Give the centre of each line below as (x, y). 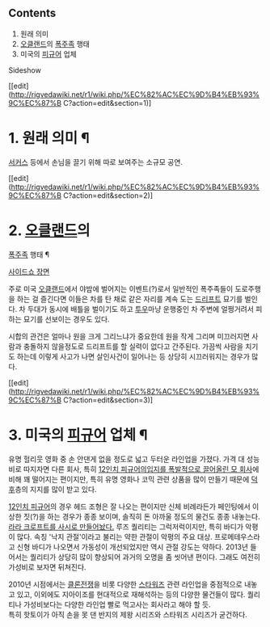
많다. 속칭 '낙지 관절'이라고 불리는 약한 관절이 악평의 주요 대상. (114, 537)
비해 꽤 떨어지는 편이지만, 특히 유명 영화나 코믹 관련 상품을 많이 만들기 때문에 (129, 479)
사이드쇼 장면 (29, 271)
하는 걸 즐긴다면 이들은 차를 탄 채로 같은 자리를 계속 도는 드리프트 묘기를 (130, 299)
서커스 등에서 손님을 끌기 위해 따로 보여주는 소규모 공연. (96, 162)
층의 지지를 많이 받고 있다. (56, 489)
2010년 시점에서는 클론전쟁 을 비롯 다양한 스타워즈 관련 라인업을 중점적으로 (125, 584)
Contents (32, 13)
